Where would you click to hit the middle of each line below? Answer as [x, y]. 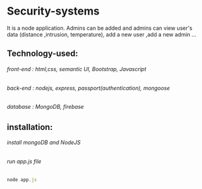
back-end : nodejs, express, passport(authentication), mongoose [89, 88]
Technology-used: [42, 54]
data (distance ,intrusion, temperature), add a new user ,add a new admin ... [102, 34]
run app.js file [24, 161]
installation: [30, 127]
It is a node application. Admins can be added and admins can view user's [100, 28]
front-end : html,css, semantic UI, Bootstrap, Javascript [76, 69]
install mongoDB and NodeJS [44, 143]
